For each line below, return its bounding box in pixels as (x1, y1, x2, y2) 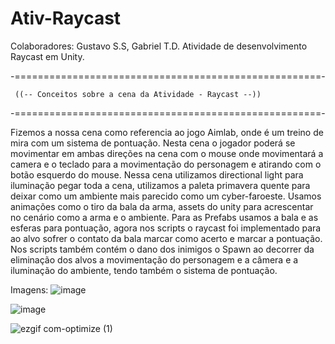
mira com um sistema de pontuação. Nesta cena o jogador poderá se (10, 137, 296, 149)
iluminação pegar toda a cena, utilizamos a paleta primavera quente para (10, 179, 311, 191)
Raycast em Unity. (10, 50, 85, 62)
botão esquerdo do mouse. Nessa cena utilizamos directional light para (10, 168, 304, 181)
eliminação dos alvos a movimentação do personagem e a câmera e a (10, 253, 299, 266)
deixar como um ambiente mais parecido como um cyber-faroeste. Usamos (10, 190, 322, 202)
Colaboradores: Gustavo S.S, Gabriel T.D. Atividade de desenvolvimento (10, 40, 308, 52)
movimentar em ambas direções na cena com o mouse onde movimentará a (10, 147, 324, 159)
